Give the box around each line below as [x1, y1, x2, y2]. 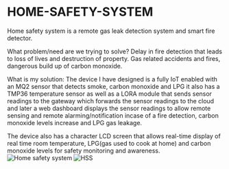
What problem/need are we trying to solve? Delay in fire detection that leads [7, 47, 223, 55]
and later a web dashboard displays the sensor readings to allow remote [7, 104, 211, 112]
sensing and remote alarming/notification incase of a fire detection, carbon [7, 111, 219, 120]
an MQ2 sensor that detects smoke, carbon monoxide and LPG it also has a [7, 82, 221, 90]
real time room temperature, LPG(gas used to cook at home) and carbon [7, 139, 211, 147]
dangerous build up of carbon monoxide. [7, 62, 123, 70]
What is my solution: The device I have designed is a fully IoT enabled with [7, 75, 217, 83]
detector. [7, 34, 33, 42]
